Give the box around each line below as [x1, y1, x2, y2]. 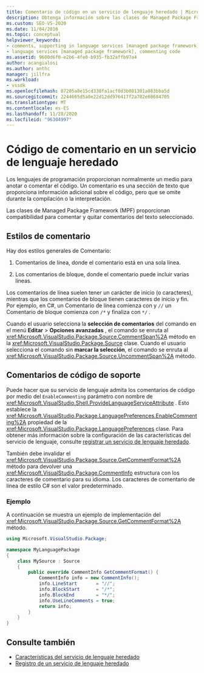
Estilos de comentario [6, 231, 91, 241]
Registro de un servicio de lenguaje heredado [15, 660, 129, 667]
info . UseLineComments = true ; [38, 598, 115, 604]
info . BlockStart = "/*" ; [38, 587, 115, 593]
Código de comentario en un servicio [6, 142, 197, 156]
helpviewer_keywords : [6, 37, 61, 43]
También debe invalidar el [6, 450, 71, 457]
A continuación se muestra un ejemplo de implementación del [6, 511, 161, 518]
